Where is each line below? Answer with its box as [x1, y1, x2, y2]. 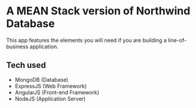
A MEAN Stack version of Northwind [6, 4, 191, 18]
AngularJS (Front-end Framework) [14, 88, 100, 96]
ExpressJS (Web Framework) [14, 82, 87, 90]
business [6, 43, 29, 50]
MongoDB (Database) [14, 76, 69, 83]
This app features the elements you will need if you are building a [6, 36, 167, 44]
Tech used [6, 60, 46, 70]
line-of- [168, 36, 187, 44]
